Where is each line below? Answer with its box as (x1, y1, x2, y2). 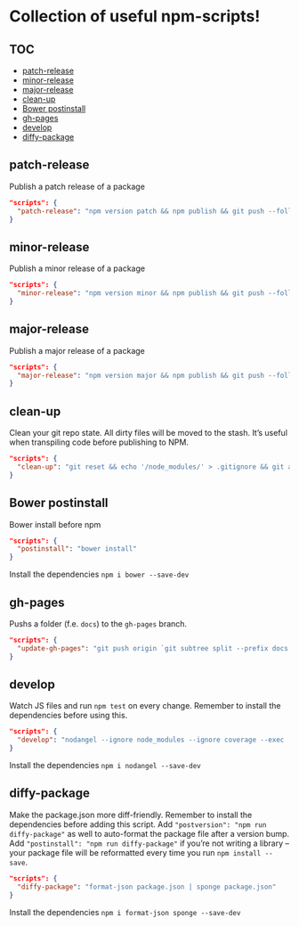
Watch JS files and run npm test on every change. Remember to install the (9, 701, 281, 711)
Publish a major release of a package (9, 345, 145, 356)
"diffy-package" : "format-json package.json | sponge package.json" (17, 882, 277, 891)
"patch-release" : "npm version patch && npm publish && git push (17, 207, 265, 216)
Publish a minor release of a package (9, 263, 145, 274)
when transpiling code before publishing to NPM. (9, 437, 190, 447)
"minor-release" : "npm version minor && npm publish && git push (17, 289, 265, 298)
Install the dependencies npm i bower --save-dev (9, 569, 190, 580)
